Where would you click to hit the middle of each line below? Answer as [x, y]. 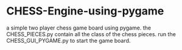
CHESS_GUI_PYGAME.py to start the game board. [68, 40]
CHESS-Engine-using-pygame [85, 11]
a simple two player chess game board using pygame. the [79, 28]
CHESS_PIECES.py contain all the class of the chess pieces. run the [91, 34]
